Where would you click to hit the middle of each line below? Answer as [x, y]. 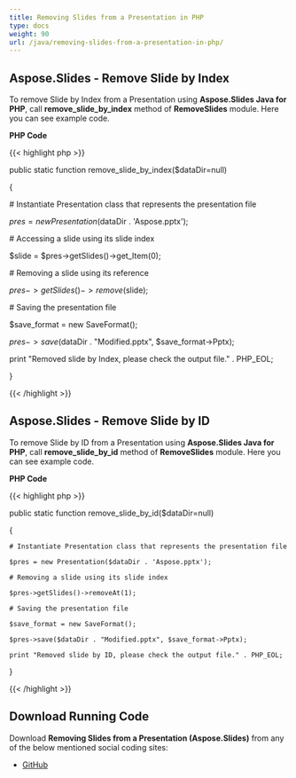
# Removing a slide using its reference [79, 273]
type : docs [29, 26]
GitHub [35, 765]
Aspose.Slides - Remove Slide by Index [120, 78]
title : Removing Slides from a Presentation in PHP [106, 17]
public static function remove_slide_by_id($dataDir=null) [112, 513]
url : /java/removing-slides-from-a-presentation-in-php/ [117, 42]
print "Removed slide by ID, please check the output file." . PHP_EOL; [146, 655]
